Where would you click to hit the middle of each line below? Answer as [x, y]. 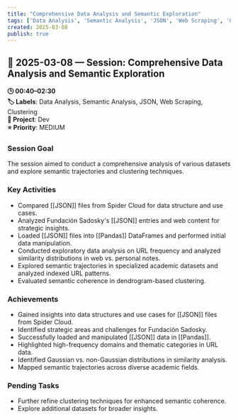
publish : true [28, 34]
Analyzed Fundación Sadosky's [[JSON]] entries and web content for [119, 220]
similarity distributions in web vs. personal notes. [89, 258]
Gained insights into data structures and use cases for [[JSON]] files [117, 314]
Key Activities [32, 190]
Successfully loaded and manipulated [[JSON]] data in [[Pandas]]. [114, 337]
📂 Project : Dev [28, 120]
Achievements [33, 299]
